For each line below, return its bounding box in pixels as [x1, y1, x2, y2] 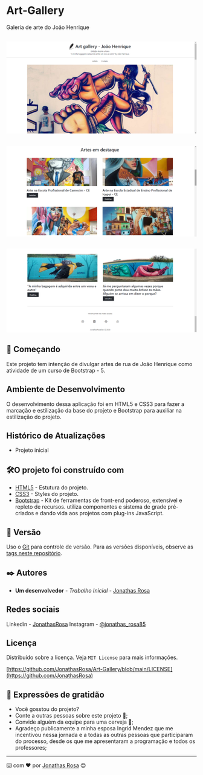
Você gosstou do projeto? [14, 706, 80, 713]
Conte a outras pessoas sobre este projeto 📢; [14, 712, 128, 719]
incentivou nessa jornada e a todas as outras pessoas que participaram [14, 732, 193, 739]
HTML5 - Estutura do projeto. [14, 484, 89, 491]
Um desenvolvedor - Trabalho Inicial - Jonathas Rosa [14, 587, 150, 594]
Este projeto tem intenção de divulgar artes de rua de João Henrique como [6, 360, 193, 367]
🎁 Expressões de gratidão [6, 689, 105, 699]
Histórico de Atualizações [6, 430, 106, 441]
